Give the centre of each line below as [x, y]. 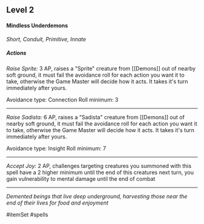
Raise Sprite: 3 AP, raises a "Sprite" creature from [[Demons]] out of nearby [101, 68]
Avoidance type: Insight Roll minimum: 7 [56, 148]
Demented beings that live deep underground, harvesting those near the [97, 196]
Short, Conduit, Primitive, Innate [46, 39]
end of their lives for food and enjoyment [57, 203]
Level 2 [20, 10]
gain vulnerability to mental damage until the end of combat [81, 178]
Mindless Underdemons [37, 25]
